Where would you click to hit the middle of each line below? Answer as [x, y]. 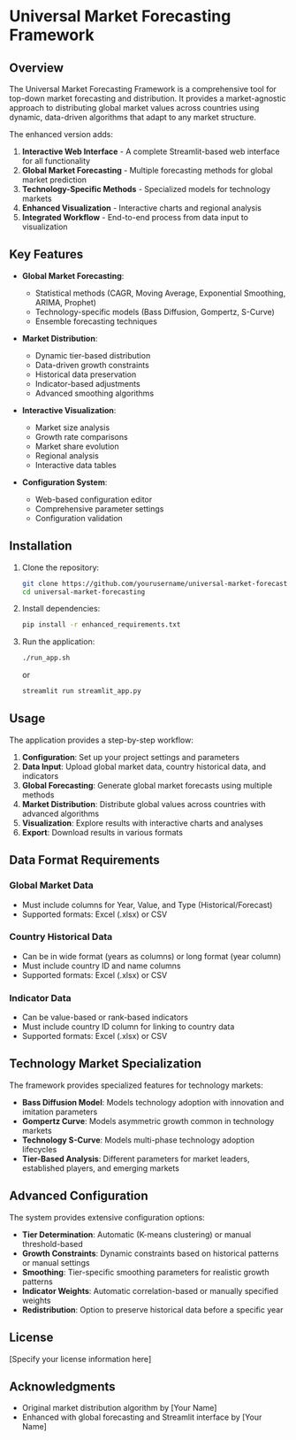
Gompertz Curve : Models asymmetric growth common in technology [148, 1120]
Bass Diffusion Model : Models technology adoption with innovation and [153, 1102]
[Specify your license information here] [80, 1359]
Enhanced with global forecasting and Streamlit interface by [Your [142, 1417]
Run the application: [58, 642]
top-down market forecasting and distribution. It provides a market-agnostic [148, 98]
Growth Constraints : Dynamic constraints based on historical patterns [150, 1253]
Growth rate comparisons [81, 436]
